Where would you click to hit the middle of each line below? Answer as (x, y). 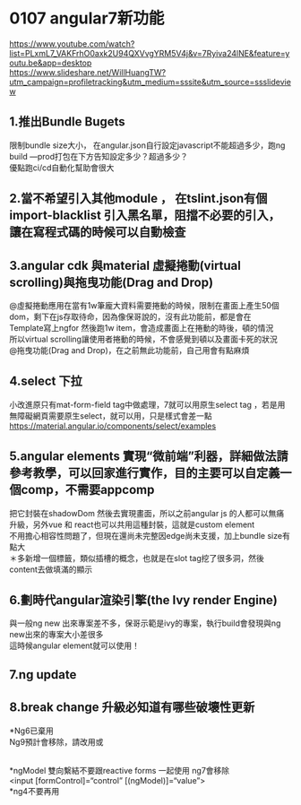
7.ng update (43, 675)
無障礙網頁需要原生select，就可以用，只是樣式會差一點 (111, 415)
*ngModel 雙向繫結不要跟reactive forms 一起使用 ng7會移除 (120, 770)
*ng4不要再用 (34, 791)
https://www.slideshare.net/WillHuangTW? (88, 72)
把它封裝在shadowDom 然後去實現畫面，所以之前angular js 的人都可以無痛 (147, 513)
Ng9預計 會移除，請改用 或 (56, 741)
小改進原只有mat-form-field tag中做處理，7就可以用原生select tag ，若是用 (147, 404)
